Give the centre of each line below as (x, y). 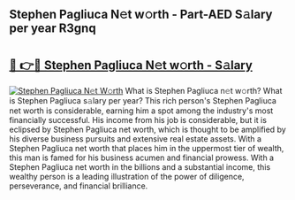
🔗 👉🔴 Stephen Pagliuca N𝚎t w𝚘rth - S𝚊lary (131, 65)
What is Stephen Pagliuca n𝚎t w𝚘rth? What (204, 91)
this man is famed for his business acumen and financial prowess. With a (142, 158)
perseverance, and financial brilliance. (79, 186)
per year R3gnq (53, 29)
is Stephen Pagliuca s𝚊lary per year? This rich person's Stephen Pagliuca (143, 100)
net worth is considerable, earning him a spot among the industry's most (141, 111)
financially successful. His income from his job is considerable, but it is (138, 120)
